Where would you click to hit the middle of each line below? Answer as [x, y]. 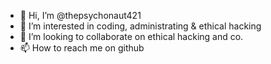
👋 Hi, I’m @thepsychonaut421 [80, 15]
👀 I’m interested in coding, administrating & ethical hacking [140, 26]
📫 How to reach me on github [82, 48]
